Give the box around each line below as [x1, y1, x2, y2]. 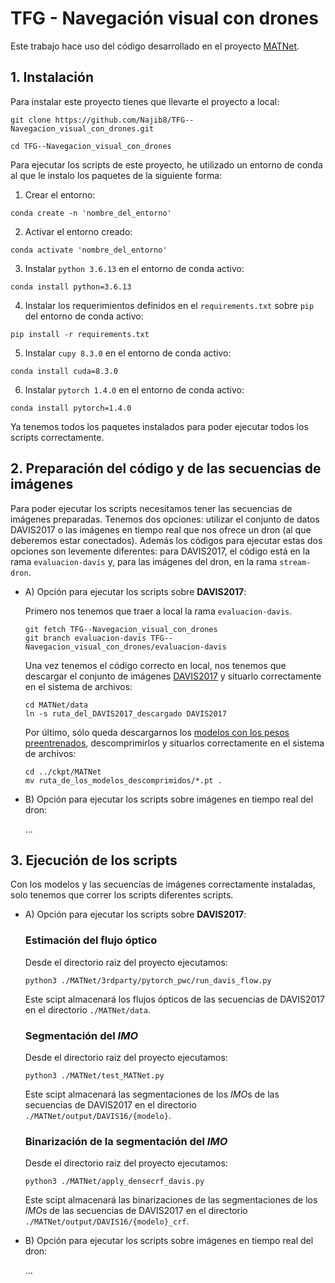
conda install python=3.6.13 [10, 282, 132, 292]
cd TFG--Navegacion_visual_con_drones [10, 141, 172, 151]
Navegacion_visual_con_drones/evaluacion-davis [24, 642, 227, 652]
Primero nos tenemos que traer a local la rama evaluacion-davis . [24, 605, 293, 617]
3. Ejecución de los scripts [10, 852, 178, 869]
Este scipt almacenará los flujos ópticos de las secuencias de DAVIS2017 [24, 993, 325, 1005]
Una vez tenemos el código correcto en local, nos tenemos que [24, 659, 287, 671]
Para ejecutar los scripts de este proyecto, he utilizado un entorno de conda [10, 158, 323, 171]
